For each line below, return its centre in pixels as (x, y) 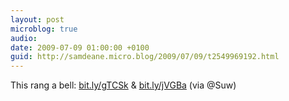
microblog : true (44, 29)
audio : (24, 38)
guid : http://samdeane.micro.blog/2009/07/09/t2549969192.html (145, 57)
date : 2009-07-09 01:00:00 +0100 (80, 47)
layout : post (37, 19)
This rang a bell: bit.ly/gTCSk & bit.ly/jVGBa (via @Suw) (123, 85)
